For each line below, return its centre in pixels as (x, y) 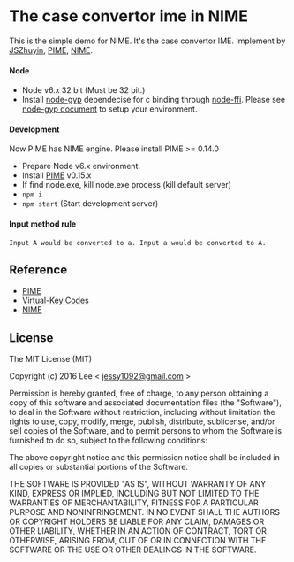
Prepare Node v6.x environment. (81, 166)
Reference (38, 269)
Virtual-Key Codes (56, 300)
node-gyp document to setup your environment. (109, 109)
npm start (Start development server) (90, 204)
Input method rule (43, 224)
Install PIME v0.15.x (57, 175)
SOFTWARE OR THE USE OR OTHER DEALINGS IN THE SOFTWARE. (133, 550)
